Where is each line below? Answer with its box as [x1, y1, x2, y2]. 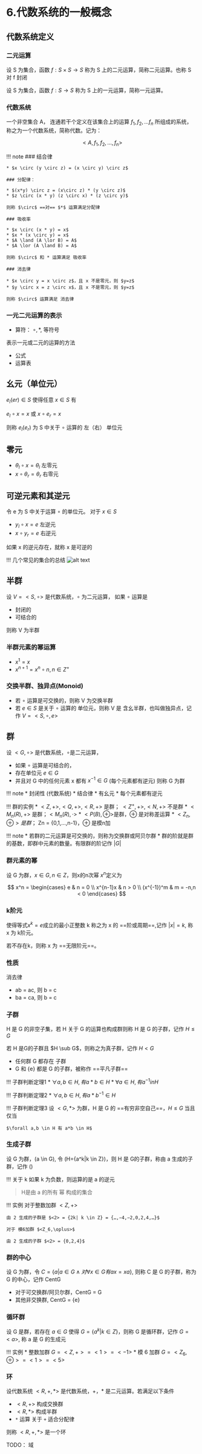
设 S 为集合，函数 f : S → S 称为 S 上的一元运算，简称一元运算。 [6, 86, 166, 94]
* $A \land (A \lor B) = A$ [6, 237, 77, 243]
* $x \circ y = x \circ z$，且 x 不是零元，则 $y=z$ [6, 278, 135, 284]
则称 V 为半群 [6, 626, 40, 633]
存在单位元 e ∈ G [15, 769, 59, 776]
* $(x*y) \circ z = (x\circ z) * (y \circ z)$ [6, 187, 126, 193]
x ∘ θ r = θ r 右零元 [15, 470, 59, 479]
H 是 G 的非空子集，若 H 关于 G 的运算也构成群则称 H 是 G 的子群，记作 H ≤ [6, 1025, 195, 1033]
